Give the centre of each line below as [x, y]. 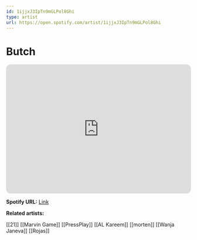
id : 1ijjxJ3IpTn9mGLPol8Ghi [40, 11]
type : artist [22, 17]
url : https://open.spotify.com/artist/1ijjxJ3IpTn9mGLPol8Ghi [84, 22]
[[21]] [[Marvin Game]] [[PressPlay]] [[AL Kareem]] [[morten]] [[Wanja [90, 225]
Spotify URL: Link [28, 202]
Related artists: [25, 213]
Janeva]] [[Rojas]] [28, 231]
